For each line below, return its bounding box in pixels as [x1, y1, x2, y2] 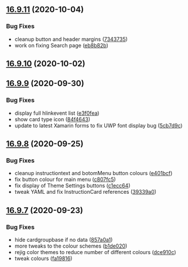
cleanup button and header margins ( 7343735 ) [14, 35, 128, 43]
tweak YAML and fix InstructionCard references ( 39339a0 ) [14, 189, 157, 196]
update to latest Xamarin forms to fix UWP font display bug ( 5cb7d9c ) [14, 122, 183, 129]
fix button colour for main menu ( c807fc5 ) [14, 176, 116, 183]
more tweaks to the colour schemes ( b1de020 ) [14, 242, 128, 249]
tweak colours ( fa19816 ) [14, 255, 73, 262]
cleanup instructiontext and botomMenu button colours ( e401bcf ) [14, 170, 173, 177]
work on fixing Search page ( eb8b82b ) [14, 42, 108, 49]
